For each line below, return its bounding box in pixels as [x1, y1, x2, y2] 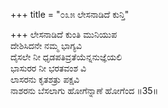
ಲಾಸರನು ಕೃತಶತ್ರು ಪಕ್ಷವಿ [10, 74, 80, 85]
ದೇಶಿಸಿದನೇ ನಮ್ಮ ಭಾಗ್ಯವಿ [10, 40, 83, 51]
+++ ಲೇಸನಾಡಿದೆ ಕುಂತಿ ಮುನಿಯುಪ [10, 29, 118, 40]
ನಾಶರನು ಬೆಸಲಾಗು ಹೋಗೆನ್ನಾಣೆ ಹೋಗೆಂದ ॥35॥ [10, 85, 159, 96]
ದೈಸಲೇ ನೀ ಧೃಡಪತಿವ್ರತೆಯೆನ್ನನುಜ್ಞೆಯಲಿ [10, 51, 123, 63]
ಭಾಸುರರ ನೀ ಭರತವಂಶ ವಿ [10, 62, 87, 74]
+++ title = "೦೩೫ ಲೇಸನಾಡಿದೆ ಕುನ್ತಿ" [10, 9, 130, 20]
